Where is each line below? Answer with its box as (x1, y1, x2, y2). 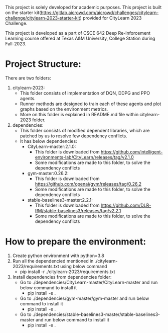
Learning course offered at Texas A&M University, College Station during (5, 35, 155, 41)
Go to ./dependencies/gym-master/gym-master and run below (20, 295, 149, 301)
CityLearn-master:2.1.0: (27, 143, 76, 149)
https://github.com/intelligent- (100, 148, 163, 155)
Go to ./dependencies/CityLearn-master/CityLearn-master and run (20, 279, 158, 285)
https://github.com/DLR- (100, 202, 151, 208)
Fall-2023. (5, 41, 27, 47)
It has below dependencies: (20, 138, 77, 144)
